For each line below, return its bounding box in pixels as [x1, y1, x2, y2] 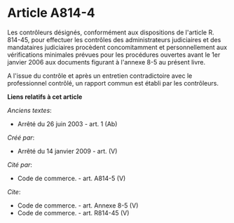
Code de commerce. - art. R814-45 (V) [17, 208, 130, 217]
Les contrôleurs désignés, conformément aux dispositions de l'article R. [7, 28, 215, 36]
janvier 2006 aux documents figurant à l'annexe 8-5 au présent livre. [7, 58, 206, 66]
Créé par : [7, 133, 35, 142]
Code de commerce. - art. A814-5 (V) [17, 174, 126, 182]
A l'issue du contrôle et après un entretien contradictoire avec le [7, 72, 193, 80]
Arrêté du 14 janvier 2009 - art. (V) [17, 147, 118, 155]
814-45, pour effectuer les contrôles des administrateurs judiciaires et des [7, 35, 221, 43]
